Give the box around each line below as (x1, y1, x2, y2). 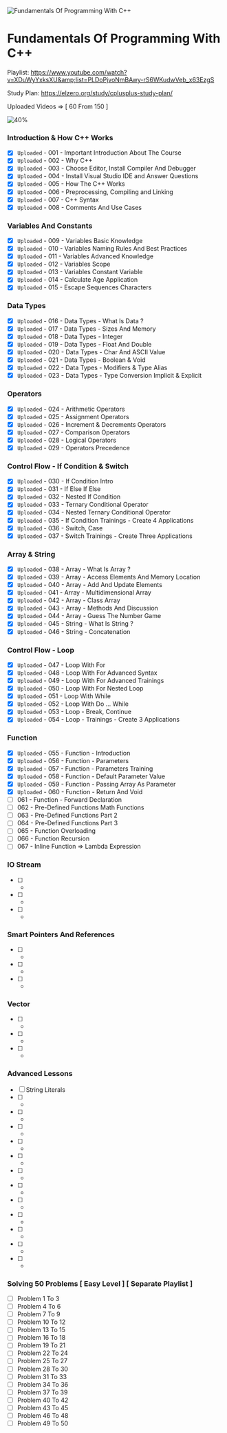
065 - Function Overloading (17, 827, 96, 835)
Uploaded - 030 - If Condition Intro (17, 477, 113, 485)
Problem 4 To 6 (17, 1302, 61, 1311)
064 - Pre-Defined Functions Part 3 (17, 819, 118, 827)
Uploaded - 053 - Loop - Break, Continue (17, 708, 132, 716)
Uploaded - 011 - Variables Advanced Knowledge (17, 252, 153, 260)
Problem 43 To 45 (17, 1403, 69, 1412)
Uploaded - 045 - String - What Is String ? (17, 619, 134, 628)
